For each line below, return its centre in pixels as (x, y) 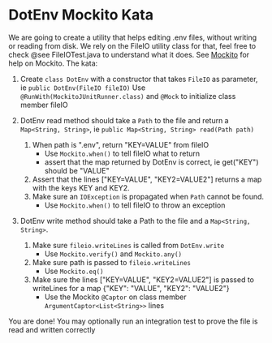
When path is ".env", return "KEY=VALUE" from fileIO (121, 144)
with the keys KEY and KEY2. (81, 187)
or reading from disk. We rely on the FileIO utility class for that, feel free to (132, 45)
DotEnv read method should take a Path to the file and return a (124, 120)
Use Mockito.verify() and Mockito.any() (113, 254)
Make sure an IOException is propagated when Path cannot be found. (148, 196)
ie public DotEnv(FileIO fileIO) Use (83, 88)
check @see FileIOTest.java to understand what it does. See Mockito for (129, 54)
